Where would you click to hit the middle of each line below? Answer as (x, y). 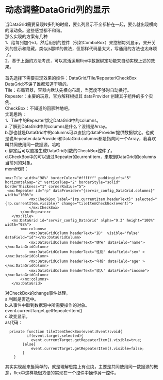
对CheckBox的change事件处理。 (38, 293)
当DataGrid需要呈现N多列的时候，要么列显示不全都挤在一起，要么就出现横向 (81, 24)
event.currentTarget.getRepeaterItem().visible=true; (86, 340)
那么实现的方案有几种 (26, 36)
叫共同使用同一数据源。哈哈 (33, 144)
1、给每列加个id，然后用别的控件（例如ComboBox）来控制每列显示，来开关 (81, 42)
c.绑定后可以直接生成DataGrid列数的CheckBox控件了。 (60, 150)
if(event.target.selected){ (55, 336)
